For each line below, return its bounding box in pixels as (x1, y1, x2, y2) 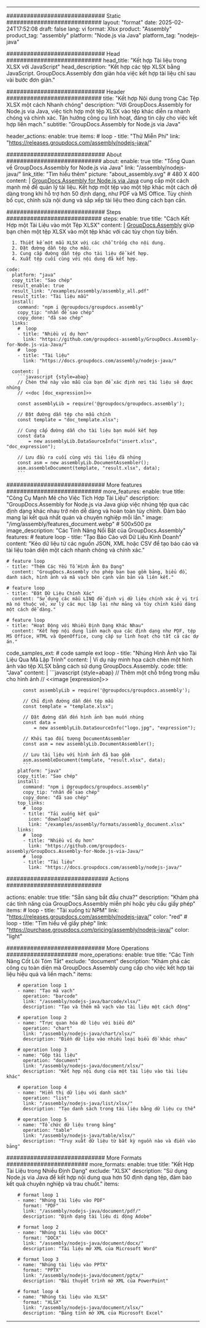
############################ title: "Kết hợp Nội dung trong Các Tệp (6, 94, 199, 102)
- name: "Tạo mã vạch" (17, 988, 75, 994)
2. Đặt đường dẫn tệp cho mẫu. (12, 245, 92, 251)
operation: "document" (22, 1058, 81, 1064)
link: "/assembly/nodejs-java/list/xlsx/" (22, 1101, 133, 1107)
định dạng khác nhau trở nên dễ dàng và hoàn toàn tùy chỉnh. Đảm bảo (6, 507, 186, 514)
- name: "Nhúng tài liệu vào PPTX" (17, 1262, 109, 1268)
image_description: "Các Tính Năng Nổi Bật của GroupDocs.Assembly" (6, 527, 186, 534)
